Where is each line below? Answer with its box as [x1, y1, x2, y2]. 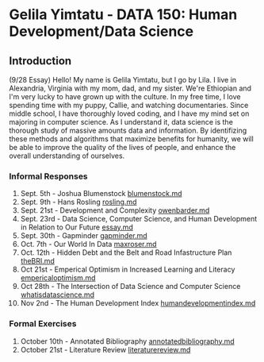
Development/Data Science [9, 22, 193, 40]
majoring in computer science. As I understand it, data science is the [9, 117, 233, 126]
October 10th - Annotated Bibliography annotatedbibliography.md [20, 336, 235, 346]
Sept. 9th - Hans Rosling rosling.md [20, 197, 137, 207]
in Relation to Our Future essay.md [20, 222, 133, 232]
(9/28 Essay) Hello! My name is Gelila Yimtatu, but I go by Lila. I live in [9, 75, 237, 84]
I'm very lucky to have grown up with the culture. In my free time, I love [9, 92, 241, 101]
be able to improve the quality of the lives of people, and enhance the [9, 143, 236, 152]
